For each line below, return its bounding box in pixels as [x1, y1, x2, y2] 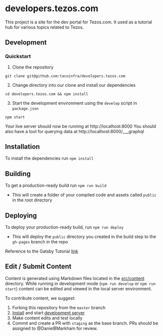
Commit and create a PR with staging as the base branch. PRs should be [12, 320, 159, 326]
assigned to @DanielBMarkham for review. [12, 325, 98, 331]
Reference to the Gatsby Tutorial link [5, 248, 79, 254]
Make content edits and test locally [12, 315, 83, 321]
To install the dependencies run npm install [5, 156, 94, 161]
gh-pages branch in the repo [12, 239, 68, 245]
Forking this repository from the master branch [12, 304, 106, 310]
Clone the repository [12, 64, 54, 70]
